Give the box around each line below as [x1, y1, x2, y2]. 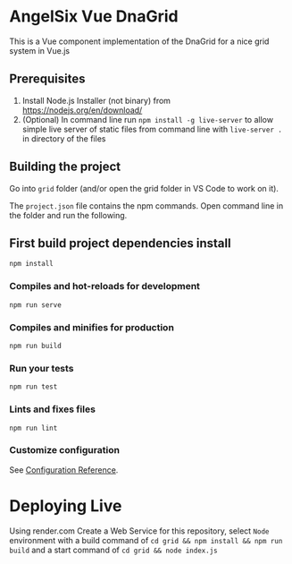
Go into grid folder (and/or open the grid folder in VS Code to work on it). [9, 183, 279, 193]
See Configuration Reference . [9, 464, 119, 475]
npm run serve [9, 300, 63, 310]
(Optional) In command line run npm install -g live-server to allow [21, 114, 274, 124]
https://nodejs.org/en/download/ [21, 105, 143, 115]
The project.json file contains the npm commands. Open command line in [9, 200, 284, 211]
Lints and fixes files [9, 403, 96, 415]
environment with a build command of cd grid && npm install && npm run [9, 534, 283, 545]
